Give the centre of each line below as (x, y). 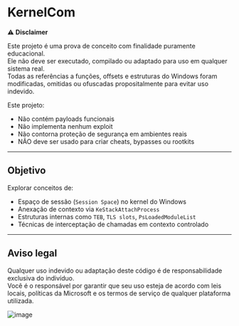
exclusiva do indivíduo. (41, 278)
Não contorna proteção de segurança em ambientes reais (102, 134)
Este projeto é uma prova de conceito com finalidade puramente (101, 46)
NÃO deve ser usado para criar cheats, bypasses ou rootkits (106, 141)
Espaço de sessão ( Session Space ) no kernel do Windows (102, 201)
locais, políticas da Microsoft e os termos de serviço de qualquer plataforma (119, 293)
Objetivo (27, 170)
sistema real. (26, 68)
